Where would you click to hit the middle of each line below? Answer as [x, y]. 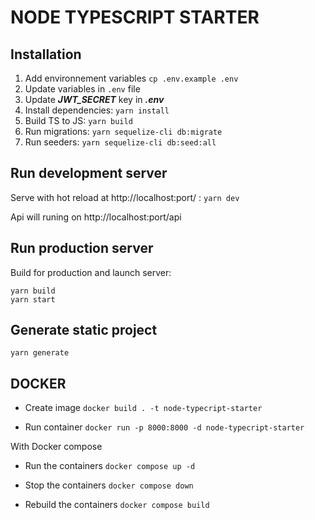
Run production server [82, 248]
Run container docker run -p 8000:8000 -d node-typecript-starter [164, 427]
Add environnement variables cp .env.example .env [131, 78]
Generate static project [84, 330]
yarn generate [40, 353]
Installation [46, 54]
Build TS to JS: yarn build [78, 120]
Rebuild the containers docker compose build [117, 505]
